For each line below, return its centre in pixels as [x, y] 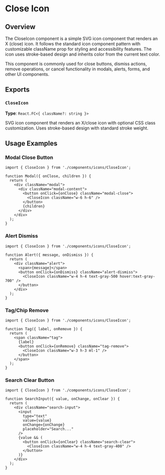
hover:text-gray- [137, 276]
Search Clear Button [30, 380]
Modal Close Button [29, 157]
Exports [17, 90]
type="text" [35, 416]
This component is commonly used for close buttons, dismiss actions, [76, 64]
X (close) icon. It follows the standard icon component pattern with [73, 44]
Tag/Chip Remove [27, 310]
